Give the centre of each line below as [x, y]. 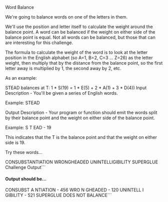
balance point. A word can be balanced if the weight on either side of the [80, 32]
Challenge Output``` [25, 167]
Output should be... [26, 179]
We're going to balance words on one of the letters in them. [66, 17]
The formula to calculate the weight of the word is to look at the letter [76, 52]
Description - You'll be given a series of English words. [62, 93]
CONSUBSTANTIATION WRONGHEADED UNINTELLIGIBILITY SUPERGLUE [82, 162]
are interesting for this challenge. [39, 43]
